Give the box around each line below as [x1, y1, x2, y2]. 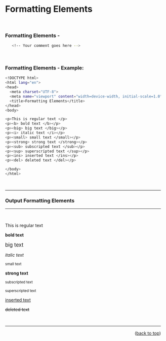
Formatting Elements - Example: [5, 65, 84, 71]
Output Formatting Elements [5, 197, 75, 204]
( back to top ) [134, 330, 161, 336]
